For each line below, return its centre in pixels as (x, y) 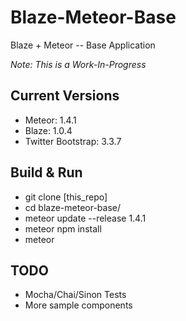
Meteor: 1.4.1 (50, 120)
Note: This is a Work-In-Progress (78, 64)
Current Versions (65, 96)
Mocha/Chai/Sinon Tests (75, 295)
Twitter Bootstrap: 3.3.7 (73, 141)
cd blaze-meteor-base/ (73, 207)
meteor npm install (63, 228)
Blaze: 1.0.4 (48, 130)
